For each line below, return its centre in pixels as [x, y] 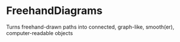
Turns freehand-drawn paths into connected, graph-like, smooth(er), [90, 27]
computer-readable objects [40, 33]
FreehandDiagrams [54, 11]
